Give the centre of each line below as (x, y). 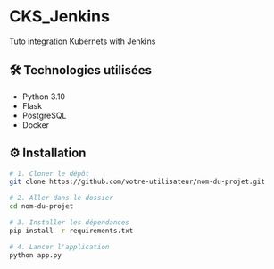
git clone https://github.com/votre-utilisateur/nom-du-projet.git (137, 182)
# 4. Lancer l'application (59, 247)
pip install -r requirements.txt (71, 231)
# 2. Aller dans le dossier (62, 198)
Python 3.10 (43, 97)
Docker (36, 125)
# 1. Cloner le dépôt (50, 173)
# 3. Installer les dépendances (69, 223)
